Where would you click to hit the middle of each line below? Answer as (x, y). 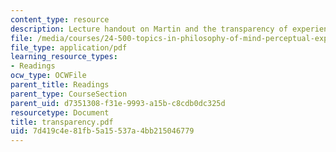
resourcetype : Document (60, 112)
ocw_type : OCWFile (48, 76)
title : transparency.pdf (62, 122)
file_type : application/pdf (69, 47)
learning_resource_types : (64, 57)
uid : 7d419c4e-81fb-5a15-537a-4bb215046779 (102, 131)
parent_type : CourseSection (69, 94)
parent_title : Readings (60, 85)
